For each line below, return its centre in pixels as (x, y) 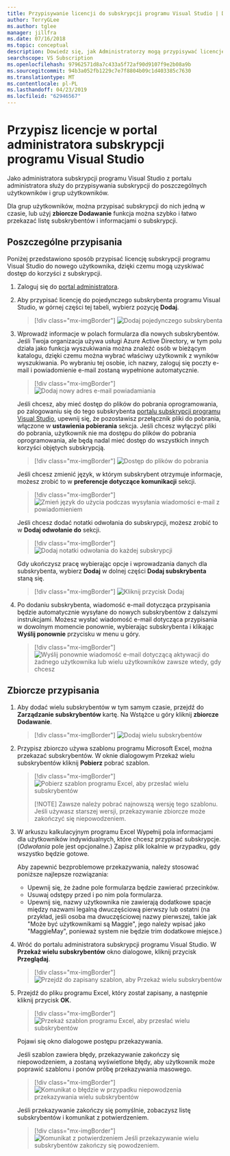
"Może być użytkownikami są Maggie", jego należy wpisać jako (116, 924)
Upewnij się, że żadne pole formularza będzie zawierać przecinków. (123, 887)
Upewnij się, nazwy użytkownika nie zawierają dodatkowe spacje (119, 902)
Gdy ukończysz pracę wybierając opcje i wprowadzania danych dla (112, 563)
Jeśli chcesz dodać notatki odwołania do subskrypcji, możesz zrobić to (117, 522)
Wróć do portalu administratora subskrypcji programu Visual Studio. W (117, 944)
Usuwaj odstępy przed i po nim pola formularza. (95, 894)
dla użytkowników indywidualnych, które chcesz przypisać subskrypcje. (119, 839)
